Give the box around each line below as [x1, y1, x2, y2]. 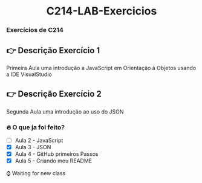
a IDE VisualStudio [6, 71, 53, 78]
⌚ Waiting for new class [6, 170, 66, 177]
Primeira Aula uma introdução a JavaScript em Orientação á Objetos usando [6, 64, 197, 71]
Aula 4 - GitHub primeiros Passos [15, 150, 99, 158]
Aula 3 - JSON [15, 144, 51, 151]
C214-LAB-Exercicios [46, 4, 157, 18]
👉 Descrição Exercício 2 [6, 89, 102, 99]
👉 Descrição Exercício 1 [6, 45, 100, 56]
